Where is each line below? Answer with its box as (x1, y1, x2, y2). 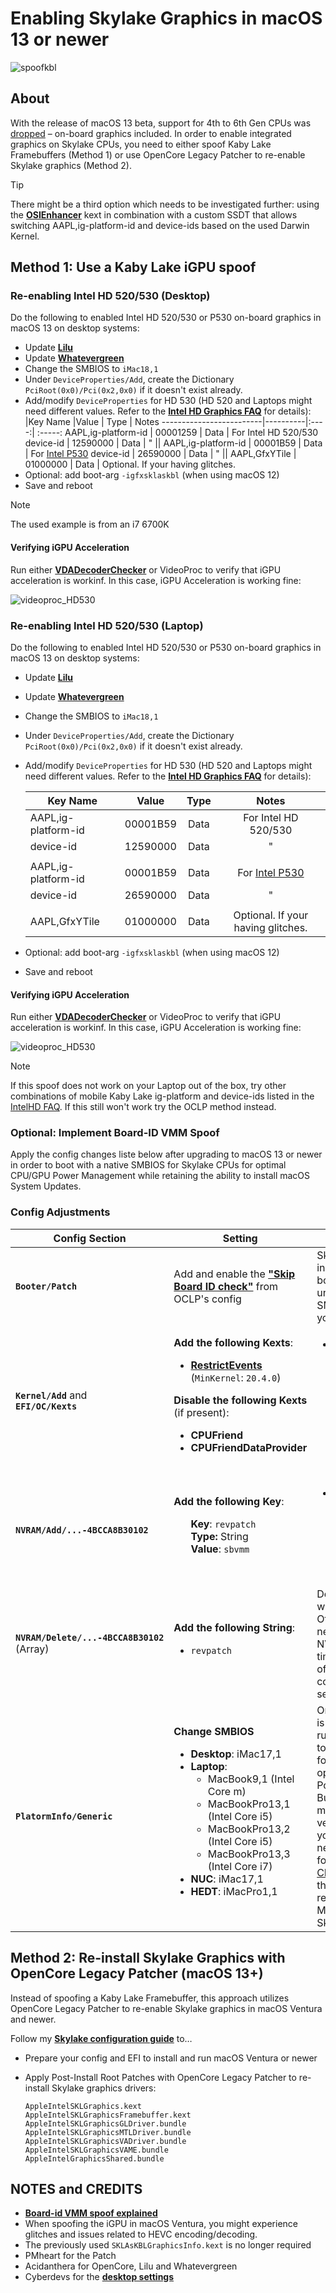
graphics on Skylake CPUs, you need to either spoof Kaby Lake (10, 138, 272, 150)
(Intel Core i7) (207, 1859, 273, 1873)
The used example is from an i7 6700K (10, 518, 170, 531)
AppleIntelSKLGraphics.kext (24, 2101, 142, 2111)
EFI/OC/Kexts (15, 1400, 78, 1412)
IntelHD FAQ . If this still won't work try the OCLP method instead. (10, 1101, 277, 1113)
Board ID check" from (173, 1279, 279, 1293)
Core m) (207, 1784, 247, 1798)
